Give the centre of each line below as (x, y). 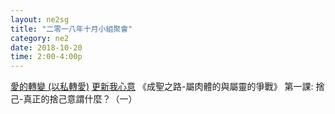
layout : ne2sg (40, 19)
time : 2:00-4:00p (46, 57)
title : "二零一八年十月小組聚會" (71, 29)
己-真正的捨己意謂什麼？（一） (74, 99)
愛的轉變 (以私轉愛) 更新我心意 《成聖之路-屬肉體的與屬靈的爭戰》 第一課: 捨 (167, 87)
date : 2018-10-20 (46, 47)
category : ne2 (40, 38)
